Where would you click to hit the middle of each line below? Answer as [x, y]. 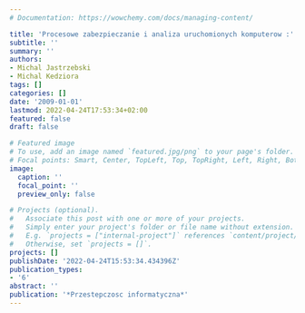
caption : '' [40, 177]
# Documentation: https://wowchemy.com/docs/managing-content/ [132, 18]
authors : [26, 60]
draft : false [34, 127]
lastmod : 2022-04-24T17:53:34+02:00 [79, 110]
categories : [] [38, 93]
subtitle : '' [34, 43]
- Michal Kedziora [44, 77]
